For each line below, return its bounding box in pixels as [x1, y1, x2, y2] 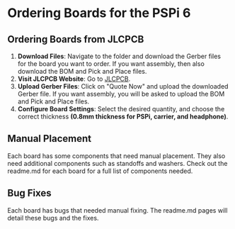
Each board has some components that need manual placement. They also [7, 151, 226, 160]
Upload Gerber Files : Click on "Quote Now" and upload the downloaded [17, 82, 229, 90]
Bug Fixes [7, 187, 52, 199]
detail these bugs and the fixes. [7, 213, 99, 222]
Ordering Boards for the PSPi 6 [7, 5, 191, 21]
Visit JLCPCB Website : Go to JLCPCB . [17, 74, 131, 83]
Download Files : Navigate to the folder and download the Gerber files [17, 52, 222, 60]
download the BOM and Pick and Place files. [17, 67, 147, 75]
